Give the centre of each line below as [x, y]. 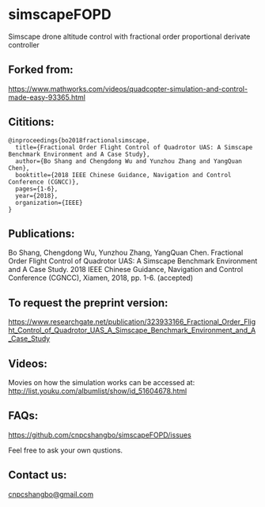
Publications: [42, 234]
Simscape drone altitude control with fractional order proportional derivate [129, 36]
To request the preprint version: [88, 303]
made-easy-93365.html [47, 97]
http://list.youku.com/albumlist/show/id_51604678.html [98, 391]
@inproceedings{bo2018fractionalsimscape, [79, 140]
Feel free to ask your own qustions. [66, 450]
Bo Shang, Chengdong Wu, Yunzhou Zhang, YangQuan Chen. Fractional [126, 253]
